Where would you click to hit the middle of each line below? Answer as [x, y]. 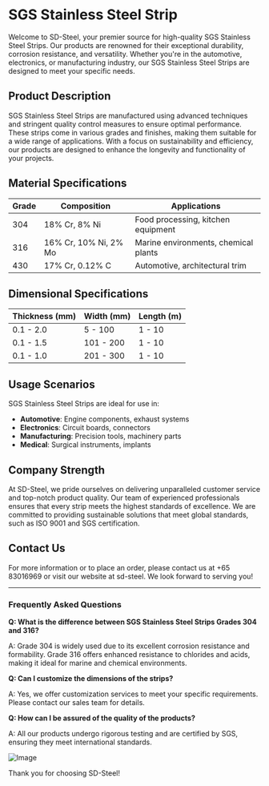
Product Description [60, 97]
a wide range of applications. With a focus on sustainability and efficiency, [131, 141]
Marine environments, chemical [194, 242]
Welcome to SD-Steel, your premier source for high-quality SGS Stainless [129, 37]
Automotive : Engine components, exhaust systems [104, 419]
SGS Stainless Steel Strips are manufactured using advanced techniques [128, 115]
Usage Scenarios [52, 384]
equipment [155, 229]
